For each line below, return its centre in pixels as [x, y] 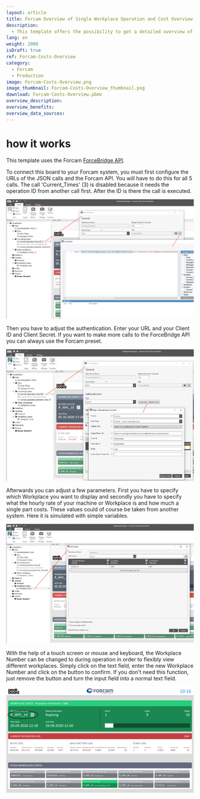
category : [18, 63]
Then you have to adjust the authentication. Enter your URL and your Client [98, 328]
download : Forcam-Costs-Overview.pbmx [54, 95]
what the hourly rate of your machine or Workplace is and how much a [93, 503]
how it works [39, 144]
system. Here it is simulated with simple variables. [68, 515]
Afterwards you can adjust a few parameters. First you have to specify [92, 490]
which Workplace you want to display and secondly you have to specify [94, 496]
